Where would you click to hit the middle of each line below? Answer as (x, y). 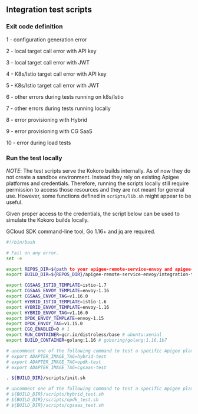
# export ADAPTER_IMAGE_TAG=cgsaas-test (57, 367)
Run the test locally (34, 158)
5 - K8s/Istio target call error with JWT (53, 85)
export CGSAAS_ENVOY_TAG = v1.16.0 (47, 296)
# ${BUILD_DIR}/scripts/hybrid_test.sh (55, 394)
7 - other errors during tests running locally (58, 108)
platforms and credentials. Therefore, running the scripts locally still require (98, 183)
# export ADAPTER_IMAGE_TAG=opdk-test (54, 362)
